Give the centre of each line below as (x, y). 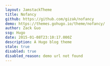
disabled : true (21, 51)
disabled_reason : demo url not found (44, 56)
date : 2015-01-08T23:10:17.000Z (38, 38)
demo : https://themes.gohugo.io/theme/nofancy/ (55, 24)
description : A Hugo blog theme (38, 42)
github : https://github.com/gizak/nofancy (50, 19)
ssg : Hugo (15, 33)
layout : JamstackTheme (28, 10)
